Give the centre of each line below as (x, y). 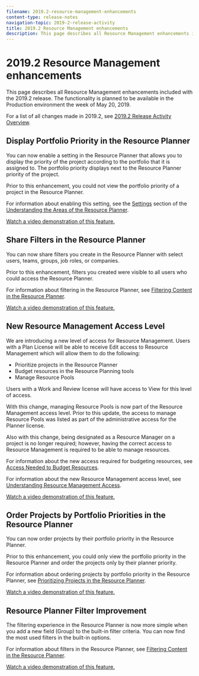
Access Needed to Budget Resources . (53, 467)
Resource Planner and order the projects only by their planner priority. (92, 563)
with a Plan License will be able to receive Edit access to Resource (87, 347)
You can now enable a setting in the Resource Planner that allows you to (94, 155)
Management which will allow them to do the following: (73, 353)
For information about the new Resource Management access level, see (94, 479)
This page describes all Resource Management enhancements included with (99, 92)
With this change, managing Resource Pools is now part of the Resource (94, 406)
